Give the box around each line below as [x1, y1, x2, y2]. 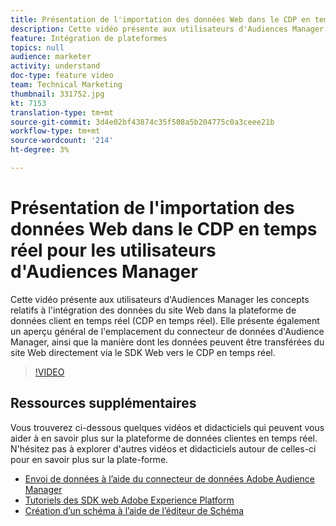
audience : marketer [10, 52, 92, 62]
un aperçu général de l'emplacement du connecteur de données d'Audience [10, 325, 325, 337]
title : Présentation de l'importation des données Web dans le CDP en [10, 14, 311, 25]
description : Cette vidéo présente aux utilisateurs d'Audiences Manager [10, 24, 325, 34]
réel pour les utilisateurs [10, 239, 217, 262]
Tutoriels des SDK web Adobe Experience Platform [24, 494, 235, 506]
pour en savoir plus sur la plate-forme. [10, 453, 169, 465]
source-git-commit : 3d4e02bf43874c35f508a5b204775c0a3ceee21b [10, 117, 275, 127]
